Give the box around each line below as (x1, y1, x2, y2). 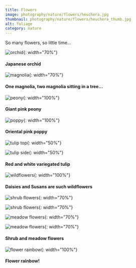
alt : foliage (5, 21, 33, 27)
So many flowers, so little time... (5, 40, 71, 46)
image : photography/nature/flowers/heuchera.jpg (5, 12, 109, 17)
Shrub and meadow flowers (5, 235, 64, 241)
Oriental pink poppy (5, 129, 48, 135)
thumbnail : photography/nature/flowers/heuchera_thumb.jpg (5, 17, 131, 22)
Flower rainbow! (5, 258, 40, 264)
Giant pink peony (5, 106, 42, 112)
